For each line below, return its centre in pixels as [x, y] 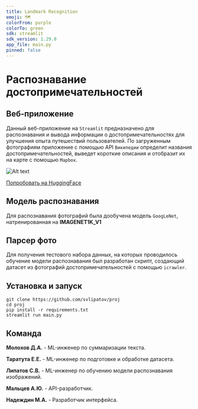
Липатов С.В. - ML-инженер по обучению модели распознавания [90, 370]
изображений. [24, 377]
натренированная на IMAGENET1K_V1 [54, 222]
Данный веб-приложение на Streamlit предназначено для [80, 128]
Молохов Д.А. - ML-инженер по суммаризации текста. [76, 348]
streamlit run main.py [34, 315]
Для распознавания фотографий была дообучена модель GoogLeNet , [92, 215]
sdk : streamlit [25, 34]
